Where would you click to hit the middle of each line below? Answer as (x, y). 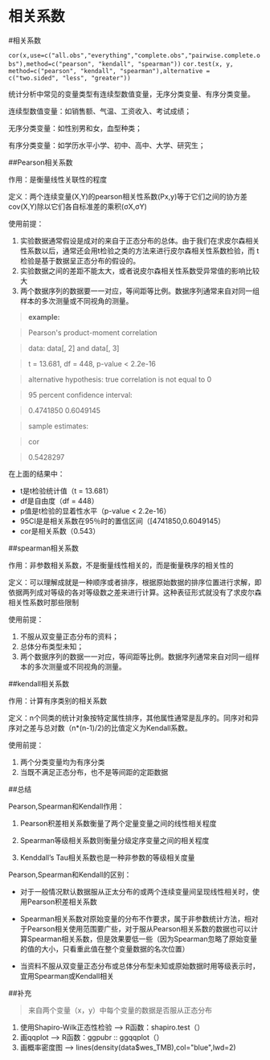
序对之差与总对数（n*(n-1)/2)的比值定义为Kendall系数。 (100, 727)
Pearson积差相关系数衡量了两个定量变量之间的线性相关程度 (118, 823)
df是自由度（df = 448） (59, 501)
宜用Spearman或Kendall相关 (67, 976)
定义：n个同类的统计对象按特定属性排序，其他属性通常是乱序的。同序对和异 (134, 718)
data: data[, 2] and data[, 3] (74, 348)
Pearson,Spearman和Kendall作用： (66, 806)
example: (44, 317)
